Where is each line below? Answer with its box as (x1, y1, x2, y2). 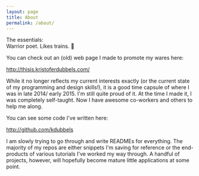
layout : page (6, 8, 39, 15)
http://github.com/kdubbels (6, 126, 73, 133)
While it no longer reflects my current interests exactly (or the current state (6, 77, 190, 84)
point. (6, 163, 21, 171)
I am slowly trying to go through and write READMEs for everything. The (6, 138, 183, 145)
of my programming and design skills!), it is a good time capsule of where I (6, 84, 189, 91)
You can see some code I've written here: (6, 114, 108, 122)
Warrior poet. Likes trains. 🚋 (6, 43, 74, 50)
